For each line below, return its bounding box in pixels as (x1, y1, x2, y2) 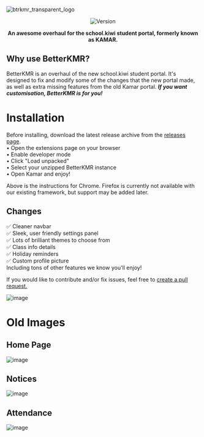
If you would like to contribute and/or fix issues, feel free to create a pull (6, 275, 188, 283)
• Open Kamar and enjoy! (6, 170, 70, 177)
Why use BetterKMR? (6, 54, 90, 64)
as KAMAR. (88, 36, 118, 43)
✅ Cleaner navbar (6, 222, 51, 230)
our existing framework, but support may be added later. (6, 189, 149, 196)
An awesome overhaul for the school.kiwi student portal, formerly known (7, 29, 198, 37)
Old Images (6, 315, 66, 329)
